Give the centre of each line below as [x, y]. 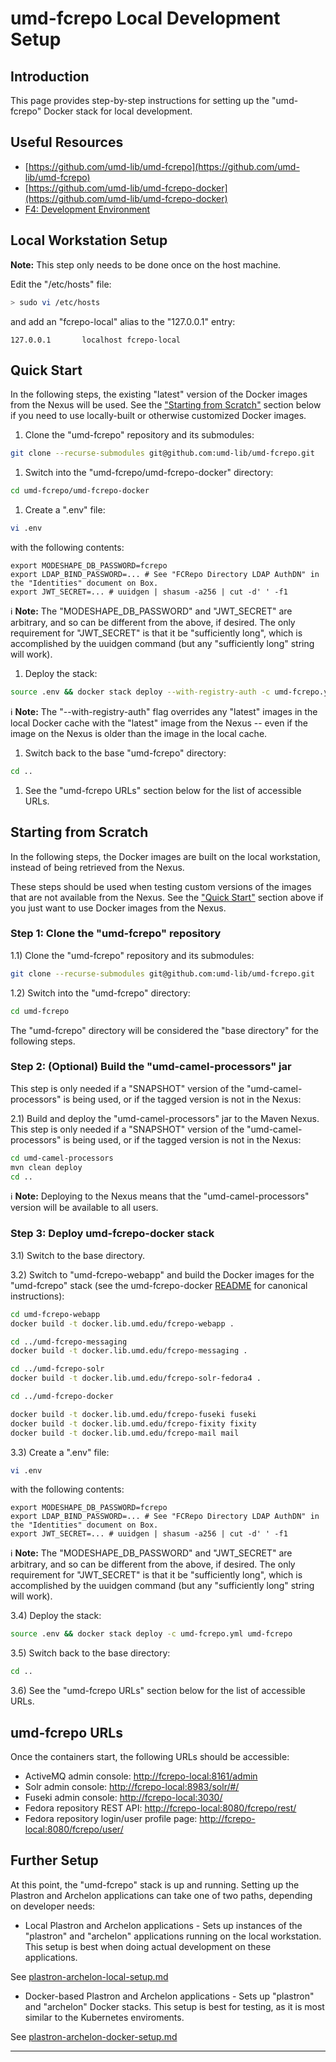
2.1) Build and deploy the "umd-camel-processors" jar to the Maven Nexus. [165, 1118]
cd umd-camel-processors [62, 1158]
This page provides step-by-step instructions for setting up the [140, 100]
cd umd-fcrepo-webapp [55, 1314]
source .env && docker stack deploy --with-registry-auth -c [140, 692]
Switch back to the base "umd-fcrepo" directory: [125, 753]
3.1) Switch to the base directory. [77, 1255]
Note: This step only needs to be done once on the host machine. [146, 264]
